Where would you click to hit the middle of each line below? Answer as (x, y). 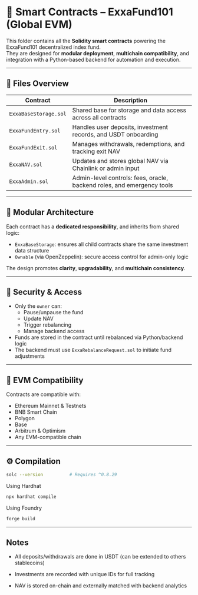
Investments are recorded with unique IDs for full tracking (85, 574)
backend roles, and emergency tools (123, 185)
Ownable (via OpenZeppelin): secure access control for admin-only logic (101, 257)
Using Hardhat (24, 486)
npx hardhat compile (32, 497)
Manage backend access (54, 331)
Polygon (25, 418)
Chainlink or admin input (106, 168)
